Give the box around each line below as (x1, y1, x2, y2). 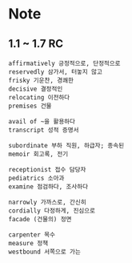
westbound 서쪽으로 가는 (8, 248, 82, 256)
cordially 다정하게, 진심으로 (8, 207, 96, 215)
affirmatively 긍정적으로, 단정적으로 (8, 59, 121, 67)
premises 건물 (8, 102, 52, 110)
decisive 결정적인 (8, 85, 63, 93)
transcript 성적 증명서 (8, 126, 79, 134)
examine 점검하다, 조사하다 (8, 183, 89, 191)
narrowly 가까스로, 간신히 (8, 198, 86, 206)
